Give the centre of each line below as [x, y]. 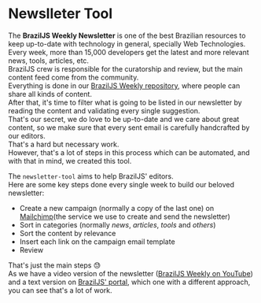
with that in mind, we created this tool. [70, 161]
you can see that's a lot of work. [60, 290]
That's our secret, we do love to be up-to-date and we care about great [124, 119]
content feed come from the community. [74, 77]
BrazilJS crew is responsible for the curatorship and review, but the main [126, 68]
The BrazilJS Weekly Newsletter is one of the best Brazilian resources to [127, 35]
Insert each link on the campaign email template [97, 242]
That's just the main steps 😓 [55, 265]
